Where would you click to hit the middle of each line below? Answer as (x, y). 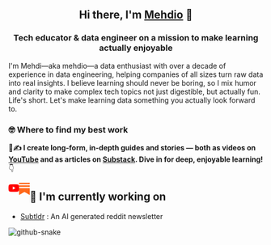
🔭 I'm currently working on (98, 197)
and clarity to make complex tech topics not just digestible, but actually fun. (135, 91)
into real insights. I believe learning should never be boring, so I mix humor (133, 82)
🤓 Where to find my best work (68, 129)
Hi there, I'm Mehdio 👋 (136, 15)
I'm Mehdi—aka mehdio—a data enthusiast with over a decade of (117, 65)
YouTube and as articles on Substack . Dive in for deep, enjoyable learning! (136, 159)
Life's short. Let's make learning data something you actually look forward (132, 100)
